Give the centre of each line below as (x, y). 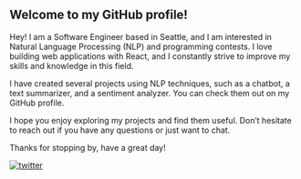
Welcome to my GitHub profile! (99, 15)
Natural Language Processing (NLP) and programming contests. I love (141, 46)
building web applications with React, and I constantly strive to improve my (150, 56)
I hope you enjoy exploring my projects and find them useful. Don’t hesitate (150, 120)
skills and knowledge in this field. (72, 65)
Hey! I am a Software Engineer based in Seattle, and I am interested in (140, 36)
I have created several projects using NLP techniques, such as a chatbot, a (150, 83)
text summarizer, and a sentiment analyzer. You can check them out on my (150, 93)
